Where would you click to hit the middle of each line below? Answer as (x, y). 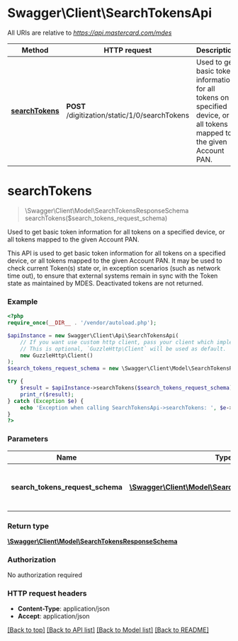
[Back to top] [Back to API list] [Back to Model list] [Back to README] (108, 630)
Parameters (28, 439)
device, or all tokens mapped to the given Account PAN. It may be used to (115, 261)
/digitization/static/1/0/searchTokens (128, 115)
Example (23, 301)
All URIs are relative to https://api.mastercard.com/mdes (90, 33)
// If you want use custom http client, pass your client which (117, 342)
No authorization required (45, 575)
